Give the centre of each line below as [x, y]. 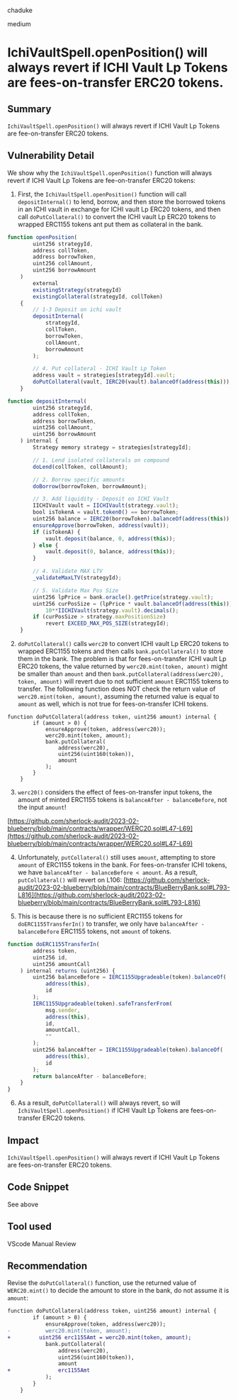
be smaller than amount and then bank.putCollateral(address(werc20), [121, 674]
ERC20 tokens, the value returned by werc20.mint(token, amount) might [123, 667]
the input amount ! [42, 807]
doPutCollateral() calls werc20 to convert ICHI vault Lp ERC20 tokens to [123, 644]
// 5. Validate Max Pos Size [76, 590]
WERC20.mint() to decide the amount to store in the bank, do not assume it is [118, 1291]
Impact [23, 1140]
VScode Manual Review [42, 1243]
